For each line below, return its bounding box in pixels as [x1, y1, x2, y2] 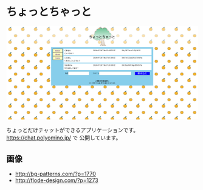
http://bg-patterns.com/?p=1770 [15, 171, 96, 178]
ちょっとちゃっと [6, 5, 92, 19]
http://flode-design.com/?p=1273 [15, 177, 98, 184]
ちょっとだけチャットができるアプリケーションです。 [6, 127, 139, 134]
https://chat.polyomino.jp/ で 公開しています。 [6, 134, 122, 141]
